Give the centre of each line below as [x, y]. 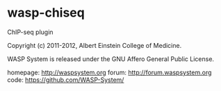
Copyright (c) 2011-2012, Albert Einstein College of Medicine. [95, 45]
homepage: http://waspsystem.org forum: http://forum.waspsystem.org [109, 72]
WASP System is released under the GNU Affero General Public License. [110, 59]
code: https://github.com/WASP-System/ [66, 80]
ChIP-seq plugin [30, 32]
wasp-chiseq [46, 13]
